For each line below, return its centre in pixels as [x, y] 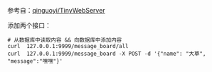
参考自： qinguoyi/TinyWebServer [56, 10]
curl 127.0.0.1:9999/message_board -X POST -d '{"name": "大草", [107, 54]
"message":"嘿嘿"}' [35, 61]
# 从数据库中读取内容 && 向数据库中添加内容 [65, 40]
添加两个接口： [29, 25]
